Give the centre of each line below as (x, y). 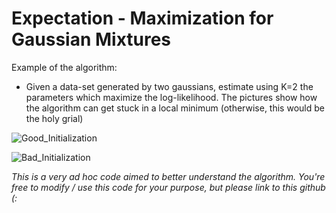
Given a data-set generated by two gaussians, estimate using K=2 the (169, 86)
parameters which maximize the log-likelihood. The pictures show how (171, 97)
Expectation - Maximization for (142, 18)
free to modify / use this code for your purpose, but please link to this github (168, 187)
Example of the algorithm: (64, 67)
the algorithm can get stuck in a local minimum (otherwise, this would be (175, 108)
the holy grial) (54, 118)
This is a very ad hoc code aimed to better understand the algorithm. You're (168, 176)
